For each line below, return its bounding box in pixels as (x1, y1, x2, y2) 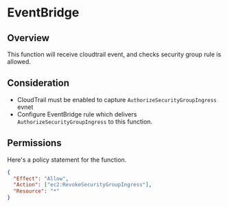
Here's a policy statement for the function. (7, 156, 127, 164)
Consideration (7, 77, 70, 89)
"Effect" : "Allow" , (13, 175, 69, 182)
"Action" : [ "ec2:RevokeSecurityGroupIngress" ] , (13, 182, 152, 188)
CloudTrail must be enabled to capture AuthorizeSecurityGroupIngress (16, 95, 217, 103)
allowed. (7, 58, 31, 66)
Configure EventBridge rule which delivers (16, 110, 137, 118)
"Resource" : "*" (13, 188, 60, 195)
